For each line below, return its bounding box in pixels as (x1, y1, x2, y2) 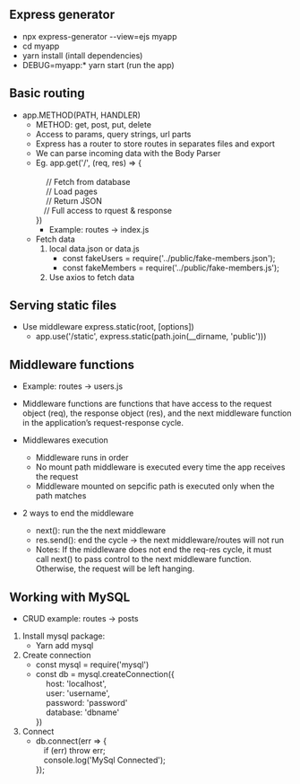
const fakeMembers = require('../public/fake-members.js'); (62, 262, 280, 273)
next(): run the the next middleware (35, 525, 167, 536)
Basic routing (9, 85, 85, 101)
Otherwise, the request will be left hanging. (35, 563, 195, 574)
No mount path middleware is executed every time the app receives (35, 462, 286, 472)
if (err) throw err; (43, 745, 106, 756)
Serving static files (9, 298, 117, 313)
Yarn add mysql (35, 640, 94, 651)
